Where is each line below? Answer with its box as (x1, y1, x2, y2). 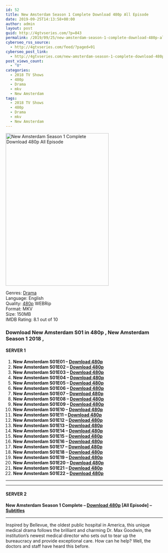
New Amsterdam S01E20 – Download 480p (12, 459, 104, 465)
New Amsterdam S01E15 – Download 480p (12, 433, 103, 439)
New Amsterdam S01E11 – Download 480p (12, 411, 102, 418)
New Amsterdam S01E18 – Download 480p (12, 449, 103, 455)
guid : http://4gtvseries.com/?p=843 (5, 31, 82, 36)
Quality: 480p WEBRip (5, 300, 51, 306)
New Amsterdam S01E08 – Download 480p (12, 396, 104, 402)
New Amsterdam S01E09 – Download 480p (12, 401, 104, 407)
